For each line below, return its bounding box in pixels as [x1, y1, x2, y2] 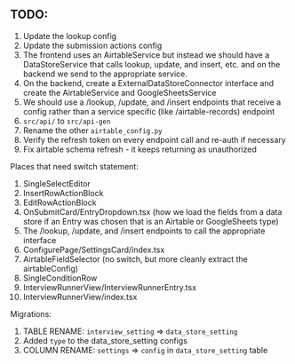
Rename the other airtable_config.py [22, 124, 163, 136]
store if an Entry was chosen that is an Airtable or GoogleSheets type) [22, 216, 279, 226]
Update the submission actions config [22, 40, 163, 51]
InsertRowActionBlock [22, 187, 104, 198]
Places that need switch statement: [10, 161, 139, 171]
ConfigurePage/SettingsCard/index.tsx [22, 244, 165, 255]
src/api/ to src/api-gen [22, 115, 111, 126]
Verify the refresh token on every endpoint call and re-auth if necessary [22, 134, 287, 145]
